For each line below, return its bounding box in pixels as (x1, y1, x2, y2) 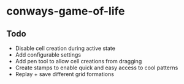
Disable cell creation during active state (15, 44, 115, 52)
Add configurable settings (15, 51, 82, 58)
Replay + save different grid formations (15, 71, 115, 77)
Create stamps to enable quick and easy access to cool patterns (15, 64, 178, 71)
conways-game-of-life (6, 4, 125, 18)
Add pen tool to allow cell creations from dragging (15, 58, 142, 65)
